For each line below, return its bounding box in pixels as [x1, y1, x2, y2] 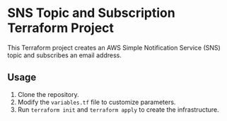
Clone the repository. [17, 90, 79, 98]
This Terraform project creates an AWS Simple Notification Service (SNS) [7, 43, 221, 52]
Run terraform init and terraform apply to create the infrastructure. [17, 105, 219, 114]
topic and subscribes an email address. [7, 51, 122, 59]
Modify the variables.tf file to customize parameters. [17, 98, 176, 106]
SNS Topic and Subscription [7, 5, 175, 21]
